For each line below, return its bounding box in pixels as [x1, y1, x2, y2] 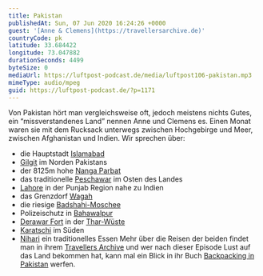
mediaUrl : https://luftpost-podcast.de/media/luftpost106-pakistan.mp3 [8, 71, 252, 79]
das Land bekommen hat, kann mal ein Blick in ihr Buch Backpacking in [19, 251, 254, 261]
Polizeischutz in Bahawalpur [19, 209, 114, 218]
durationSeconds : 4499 [8, 57, 84, 65]
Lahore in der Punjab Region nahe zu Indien [19, 183, 164, 193]
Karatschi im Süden [19, 226, 85, 235]
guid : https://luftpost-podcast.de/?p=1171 [8, 86, 156, 94]
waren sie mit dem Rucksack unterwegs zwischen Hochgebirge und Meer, [8, 125, 253, 134]
